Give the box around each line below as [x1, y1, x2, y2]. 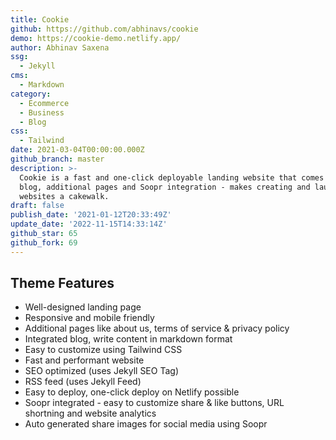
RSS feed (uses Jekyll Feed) [24, 376, 142, 388]
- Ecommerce [19, 98, 70, 108]
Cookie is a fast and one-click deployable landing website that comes [19, 172, 325, 183]
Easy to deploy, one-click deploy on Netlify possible [24, 386, 240, 398]
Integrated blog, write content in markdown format [24, 333, 233, 345]
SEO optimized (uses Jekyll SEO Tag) [24, 365, 179, 377]
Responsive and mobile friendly [24, 312, 155, 324]
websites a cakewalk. [19, 191, 110, 201]
